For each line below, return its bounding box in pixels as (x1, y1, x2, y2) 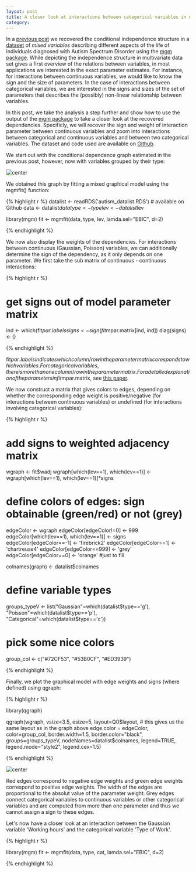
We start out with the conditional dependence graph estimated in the (6, 152, 171, 159)
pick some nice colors (6, 636, 115, 649)
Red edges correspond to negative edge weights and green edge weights (6, 777, 183, 785)
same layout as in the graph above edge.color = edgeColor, (6, 725, 149, 732)
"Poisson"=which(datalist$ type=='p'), (6, 609, 97, 616)
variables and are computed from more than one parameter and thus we (6, 802, 180, 809)
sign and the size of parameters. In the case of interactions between (6, 79, 170, 86)
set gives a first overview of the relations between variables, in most (6, 60, 170, 67)
